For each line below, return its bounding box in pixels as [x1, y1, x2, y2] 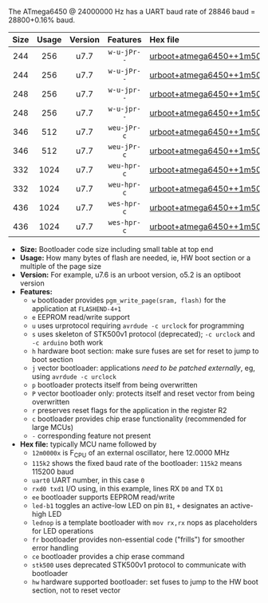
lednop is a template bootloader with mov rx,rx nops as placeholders [31, 518, 258, 527]
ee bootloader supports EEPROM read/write [31, 492, 175, 502]
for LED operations [31, 526, 94, 535]
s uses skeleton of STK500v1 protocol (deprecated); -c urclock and [31, 329, 255, 338]
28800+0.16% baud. [8, 15, 76, 25]
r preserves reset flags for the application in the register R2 [31, 406, 227, 415]
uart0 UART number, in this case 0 [31, 475, 145, 485]
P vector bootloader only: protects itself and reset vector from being [31, 388, 255, 398]
